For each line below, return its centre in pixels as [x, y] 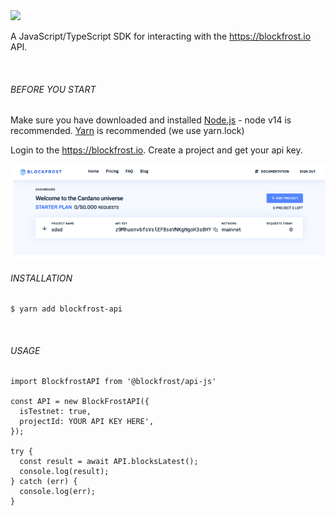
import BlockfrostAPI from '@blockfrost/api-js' [113, 382]
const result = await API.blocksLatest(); [109, 462]
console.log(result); [64, 472]
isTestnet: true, [55, 412]
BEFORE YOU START [53, 89]
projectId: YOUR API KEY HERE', [87, 422]
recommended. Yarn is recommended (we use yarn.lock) [127, 131]
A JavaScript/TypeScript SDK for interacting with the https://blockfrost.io [161, 36]
